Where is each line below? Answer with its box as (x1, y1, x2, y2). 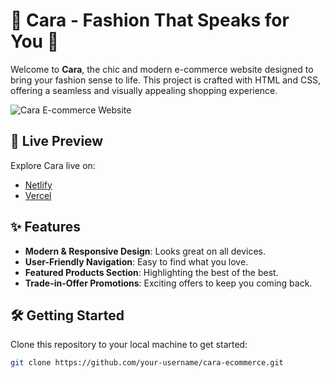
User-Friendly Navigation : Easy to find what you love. (24, 255, 249, 268)
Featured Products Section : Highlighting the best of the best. (24, 266, 279, 278)
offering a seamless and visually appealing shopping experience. (10, 84, 278, 96)
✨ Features (10, 219, 81, 236)
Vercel (24, 189, 52, 201)
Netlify (24, 179, 53, 191)
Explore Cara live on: (10, 159, 96, 171)
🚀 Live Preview (10, 133, 104, 150)
